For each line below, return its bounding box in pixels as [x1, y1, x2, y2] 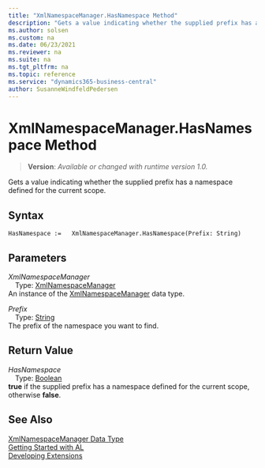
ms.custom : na [8, 33, 55, 42]
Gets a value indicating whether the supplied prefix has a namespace [8, 177, 233, 187]
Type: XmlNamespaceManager [15, 280, 116, 289]
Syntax [8, 209, 44, 222]
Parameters [8, 251, 67, 265]
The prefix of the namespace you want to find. [8, 321, 159, 330]
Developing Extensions [8, 451, 83, 460]
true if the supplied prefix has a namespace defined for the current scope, [8, 381, 250, 391]
